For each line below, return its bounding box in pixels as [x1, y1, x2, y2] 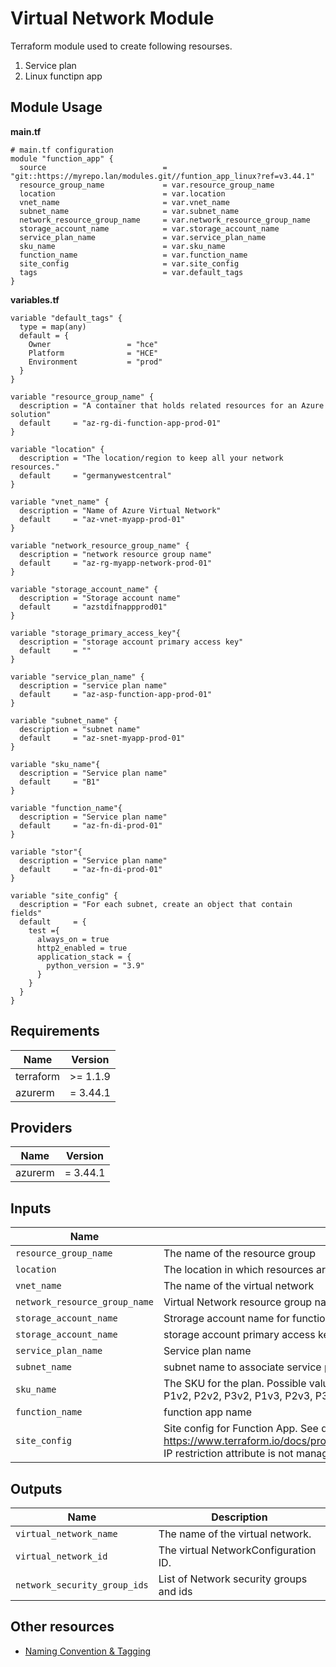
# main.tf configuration [10, 145, 114, 155]
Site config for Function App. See [163, 1422, 319, 1436]
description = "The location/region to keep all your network [19, 453, 284, 463]
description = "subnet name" [19, 724, 141, 734]
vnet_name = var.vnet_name [19, 197, 230, 207]
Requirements [10, 1023, 100, 1040]
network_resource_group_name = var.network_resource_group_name [19, 215, 311, 225]
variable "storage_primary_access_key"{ [10, 628, 182, 638]
